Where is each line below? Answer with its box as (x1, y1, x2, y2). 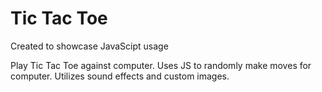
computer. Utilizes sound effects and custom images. (10, 70, 230, 82)
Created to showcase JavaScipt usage (10, 40, 169, 52)
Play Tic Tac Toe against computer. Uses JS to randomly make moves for (10, 59, 312, 71)
